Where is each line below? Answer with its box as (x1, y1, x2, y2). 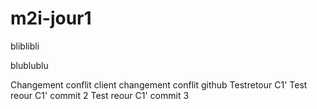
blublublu (10, 59, 49, 71)
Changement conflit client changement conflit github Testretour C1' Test (10, 78, 308, 91)
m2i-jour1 (10, 7, 92, 30)
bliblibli (10, 40, 40, 52)
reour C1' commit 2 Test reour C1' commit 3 (10, 89, 190, 101)
